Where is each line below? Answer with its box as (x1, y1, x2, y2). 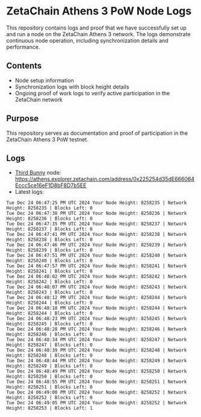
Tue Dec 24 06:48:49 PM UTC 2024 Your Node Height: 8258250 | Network (6, 368, 187, 374)
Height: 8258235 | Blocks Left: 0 (6, 205, 93, 211)
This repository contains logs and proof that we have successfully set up (6, 24, 187, 31)
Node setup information (14, 76, 74, 84)
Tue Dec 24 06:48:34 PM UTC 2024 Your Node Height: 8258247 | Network (6, 337, 187, 343)
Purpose (6, 113, 39, 124)
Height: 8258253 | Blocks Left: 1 (6, 405, 93, 412)
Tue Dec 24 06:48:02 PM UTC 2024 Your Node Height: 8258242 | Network (6, 274, 187, 280)
